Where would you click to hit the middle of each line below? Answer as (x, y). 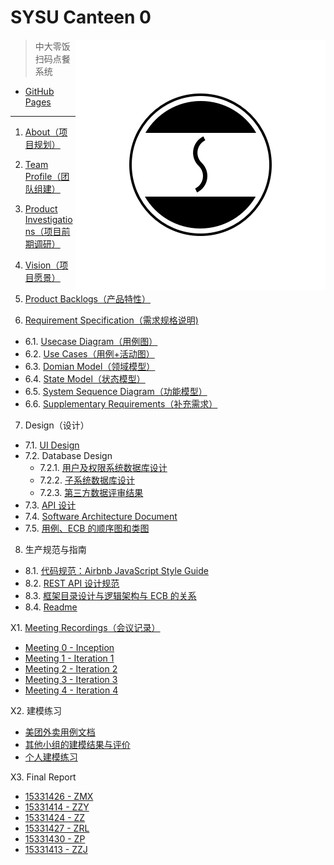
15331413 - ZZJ (56, 849)
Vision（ (42, 265)
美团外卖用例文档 (60, 732)
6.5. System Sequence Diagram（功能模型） (116, 391)
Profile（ (43, 176)
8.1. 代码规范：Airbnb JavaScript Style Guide (116, 570)
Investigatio (48, 219)
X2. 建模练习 (36, 710)
